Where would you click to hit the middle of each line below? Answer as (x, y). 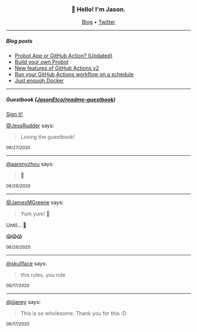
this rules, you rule (43, 275)
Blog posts (19, 41)
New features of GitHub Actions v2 (57, 68)
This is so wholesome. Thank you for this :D (73, 313)
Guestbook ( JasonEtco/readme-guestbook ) (61, 100)
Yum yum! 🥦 (35, 214)
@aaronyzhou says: (30, 164)
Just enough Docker (39, 81)
